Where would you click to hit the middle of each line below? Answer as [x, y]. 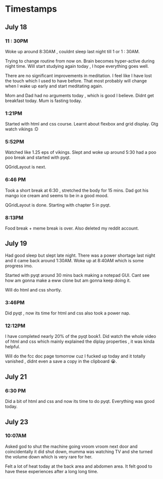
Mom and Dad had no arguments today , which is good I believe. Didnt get [80, 95]
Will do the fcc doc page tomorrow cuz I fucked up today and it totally [75, 356]
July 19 [16, 243]
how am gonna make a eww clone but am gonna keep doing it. [68, 280]
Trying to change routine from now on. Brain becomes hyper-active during [80, 61]
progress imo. [19, 266]
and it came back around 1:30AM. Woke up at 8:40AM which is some [74, 260]
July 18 [16, 27]
